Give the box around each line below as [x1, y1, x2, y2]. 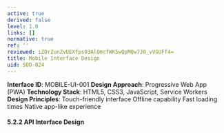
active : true [7, 10, 45, 17]
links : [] [7, 29, 36, 37]
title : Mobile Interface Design [7, 55, 100, 62]
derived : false [7, 17, 51, 23]
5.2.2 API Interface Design [7, 118, 85, 126]
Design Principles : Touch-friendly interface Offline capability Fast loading [7, 94, 218, 103]
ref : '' [7, 42, 30, 49]
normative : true [7, 36, 54, 43]
